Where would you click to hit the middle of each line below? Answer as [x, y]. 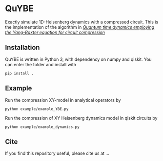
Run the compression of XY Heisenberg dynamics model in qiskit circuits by [81, 118]
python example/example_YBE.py [37, 109]
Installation [22, 47]
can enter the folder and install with [41, 64]
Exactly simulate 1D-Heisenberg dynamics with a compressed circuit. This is [82, 22]
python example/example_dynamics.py [42, 127]
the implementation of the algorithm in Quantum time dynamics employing [80, 27]
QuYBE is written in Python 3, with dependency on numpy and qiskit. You [79, 59]
